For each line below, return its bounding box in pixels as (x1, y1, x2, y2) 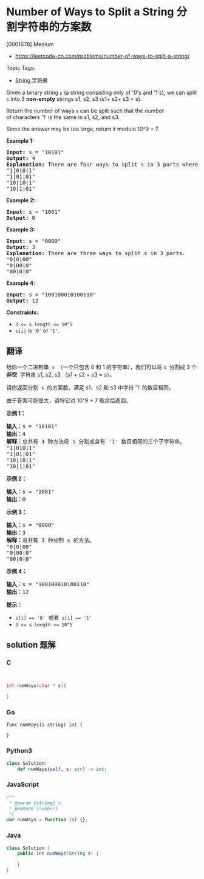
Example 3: (6, 225, 35, 233)
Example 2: (6, 196, 35, 204)
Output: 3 (6, 244, 35, 250)
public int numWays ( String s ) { (17, 850, 99, 857)
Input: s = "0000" (6, 238, 61, 244)
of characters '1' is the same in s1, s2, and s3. (6, 113, 120, 121)
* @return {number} (8, 805, 59, 812)
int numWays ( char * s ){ (6, 683, 67, 689)
